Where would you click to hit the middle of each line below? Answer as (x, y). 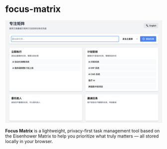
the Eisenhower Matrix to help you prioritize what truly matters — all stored (82, 136)
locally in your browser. (29, 141)
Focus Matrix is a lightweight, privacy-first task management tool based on (83, 131)
